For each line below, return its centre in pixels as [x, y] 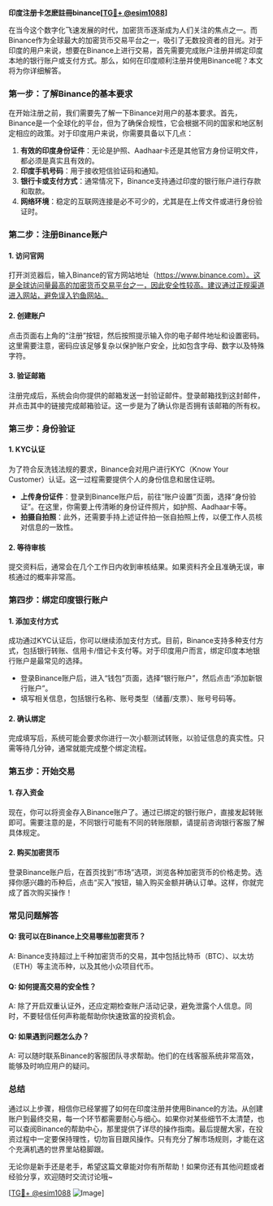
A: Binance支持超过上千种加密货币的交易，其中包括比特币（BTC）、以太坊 [131, 956]
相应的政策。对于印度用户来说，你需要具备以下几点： [104, 133]
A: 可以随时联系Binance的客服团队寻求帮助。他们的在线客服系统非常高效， [133, 1056]
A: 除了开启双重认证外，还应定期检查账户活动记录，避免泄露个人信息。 [127, 1006]
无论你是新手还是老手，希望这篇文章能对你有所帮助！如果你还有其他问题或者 [136, 1166]
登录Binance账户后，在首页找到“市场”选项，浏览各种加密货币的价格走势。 [132, 872]
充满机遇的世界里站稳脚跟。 [61, 1149]
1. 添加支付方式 [33, 620]
